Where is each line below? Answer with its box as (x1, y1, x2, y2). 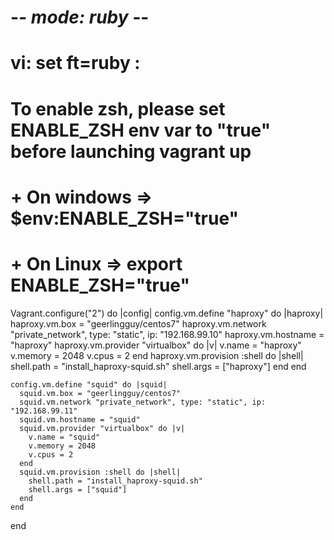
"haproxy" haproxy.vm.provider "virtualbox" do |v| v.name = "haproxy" (10, 339, 302, 351)
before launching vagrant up (10, 140, 252, 163)
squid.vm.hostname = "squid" (19, 414, 141, 425)
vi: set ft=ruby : (10, 52, 141, 75)
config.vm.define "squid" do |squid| (10, 379, 168, 390)
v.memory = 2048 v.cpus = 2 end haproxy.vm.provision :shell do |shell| (10, 349, 304, 361)
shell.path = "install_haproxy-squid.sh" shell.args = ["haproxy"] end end (10, 360, 307, 372)
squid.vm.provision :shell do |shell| (19, 467, 182, 477)
